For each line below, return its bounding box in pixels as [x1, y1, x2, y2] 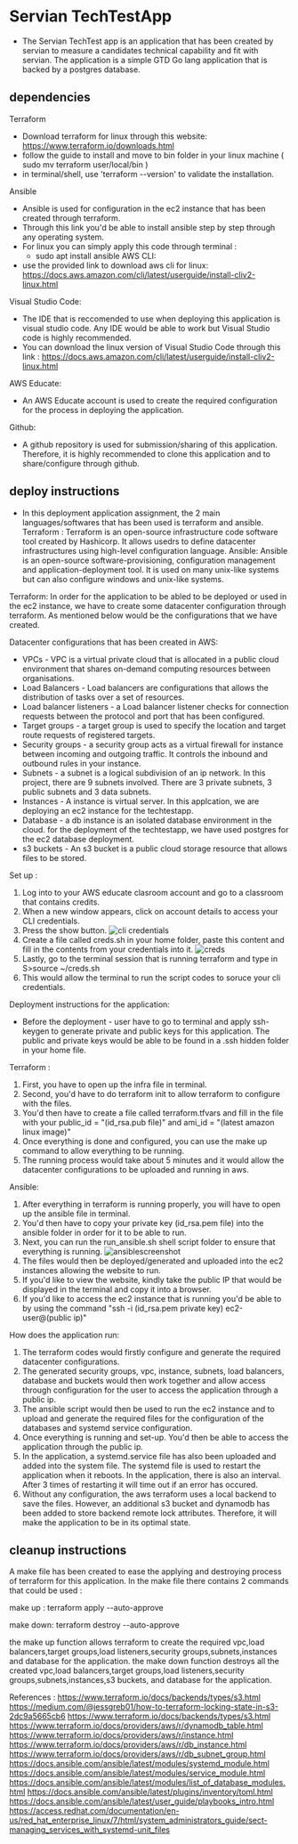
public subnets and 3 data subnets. [21, 786, 152, 797]
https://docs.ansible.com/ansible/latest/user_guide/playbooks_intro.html [9, 1796, 275, 1807]
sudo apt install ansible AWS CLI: [35, 250, 157, 261]
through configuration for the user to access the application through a [21, 1385, 278, 1395]
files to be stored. [21, 852, 87, 863]
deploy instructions [9, 483, 120, 500]
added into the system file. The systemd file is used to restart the [21, 1460, 261, 1471]
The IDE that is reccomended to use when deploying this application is [21, 313, 281, 324]
